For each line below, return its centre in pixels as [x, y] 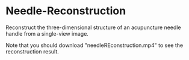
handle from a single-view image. [47, 33]
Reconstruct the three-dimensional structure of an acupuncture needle [93, 27]
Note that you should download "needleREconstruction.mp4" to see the [94, 45]
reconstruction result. [33, 51]
